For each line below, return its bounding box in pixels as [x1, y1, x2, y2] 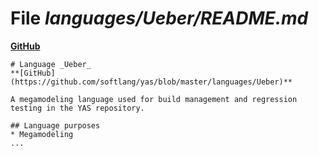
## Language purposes [10, 120, 101, 131]
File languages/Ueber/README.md [10, 7, 309, 30]
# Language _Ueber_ [10, 59, 92, 69]
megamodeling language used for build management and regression [19, 94, 298, 104]
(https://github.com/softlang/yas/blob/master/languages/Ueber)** [10, 77, 293, 87]
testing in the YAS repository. [10, 103, 145, 113]
